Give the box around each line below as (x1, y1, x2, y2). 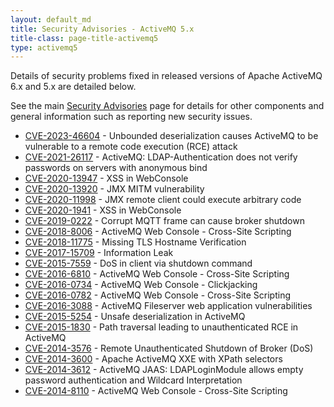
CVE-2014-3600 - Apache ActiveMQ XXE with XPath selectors (24, 353, 283, 365)
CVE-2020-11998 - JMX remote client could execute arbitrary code (24, 194, 302, 206)
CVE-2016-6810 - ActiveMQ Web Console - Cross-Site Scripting (24, 268, 290, 280)
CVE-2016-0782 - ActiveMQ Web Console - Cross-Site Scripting (24, 289, 291, 301)
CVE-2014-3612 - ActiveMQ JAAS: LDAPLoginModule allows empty (24, 364, 304, 376)
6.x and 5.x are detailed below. (10, 81, 137, 93)
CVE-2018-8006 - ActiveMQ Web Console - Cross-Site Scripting (24, 226, 292, 238)
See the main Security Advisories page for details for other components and (10, 100, 325, 112)
